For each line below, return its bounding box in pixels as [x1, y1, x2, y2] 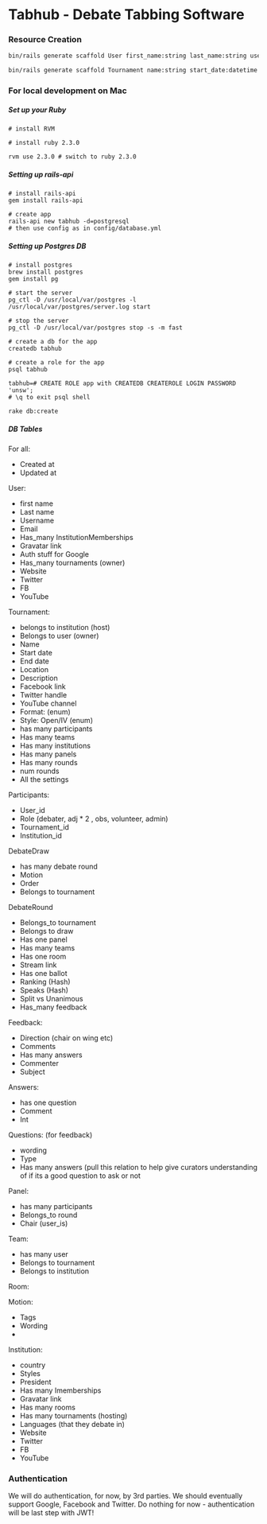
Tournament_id [19, 822, 70, 832]
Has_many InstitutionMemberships [19, 533, 133, 542]
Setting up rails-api [8, 169, 74, 179]
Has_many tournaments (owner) [19, 558, 126, 568]
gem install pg [8, 275, 59, 283]
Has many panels [19, 749, 77, 759]
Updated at [19, 468, 57, 478]
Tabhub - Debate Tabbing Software [8, 6, 245, 24]
